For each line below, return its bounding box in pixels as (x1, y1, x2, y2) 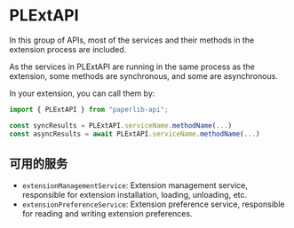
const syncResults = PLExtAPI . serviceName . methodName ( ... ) (9, 121, 233, 130)
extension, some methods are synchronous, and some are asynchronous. (9, 70, 278, 81)
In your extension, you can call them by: (9, 88, 155, 98)
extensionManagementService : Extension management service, (21, 180, 249, 191)
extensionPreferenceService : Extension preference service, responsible (21, 199, 285, 209)
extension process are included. (9, 43, 127, 54)
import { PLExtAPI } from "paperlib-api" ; (9, 105, 169, 114)
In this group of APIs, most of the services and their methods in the (9, 35, 255, 45)
